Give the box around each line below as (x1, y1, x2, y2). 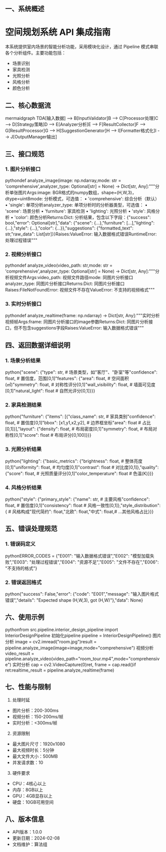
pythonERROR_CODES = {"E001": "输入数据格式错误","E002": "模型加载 (5, 553, 150, 559)
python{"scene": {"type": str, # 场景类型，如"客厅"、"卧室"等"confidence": (5, 369, 158, 375)
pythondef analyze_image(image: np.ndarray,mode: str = (5, 177, 121, 183)
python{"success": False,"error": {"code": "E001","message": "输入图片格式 (5, 591, 159, 597)
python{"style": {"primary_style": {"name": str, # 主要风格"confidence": (5, 496, 150, 502)
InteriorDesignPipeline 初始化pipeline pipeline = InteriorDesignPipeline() (5, 632, 152, 638)
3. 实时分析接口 (5, 300, 42, 307)
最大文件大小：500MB (12, 753, 58, 759)
